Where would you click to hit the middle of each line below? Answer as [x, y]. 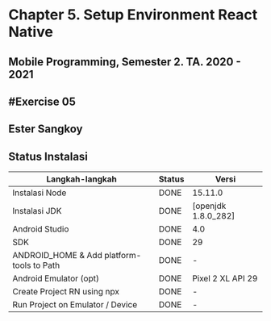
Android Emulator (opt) [56, 278]
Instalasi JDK [37, 211]
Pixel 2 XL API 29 [225, 278]
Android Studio [41, 229]
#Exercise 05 [42, 101]
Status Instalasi [48, 156]
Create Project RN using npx [66, 292]
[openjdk [209, 206]
